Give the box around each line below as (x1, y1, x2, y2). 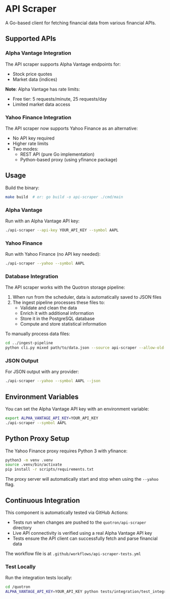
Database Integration (5, 272, 58, 280)
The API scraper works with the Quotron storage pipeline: (5, 284, 125, 291)
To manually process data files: (5, 331, 70, 337)
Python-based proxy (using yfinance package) (20, 156, 118, 162)
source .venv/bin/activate (5, 462, 62, 468)
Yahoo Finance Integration (5, 114, 72, 121)
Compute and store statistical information (20, 321, 107, 327)
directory (12, 524, 32, 531)
